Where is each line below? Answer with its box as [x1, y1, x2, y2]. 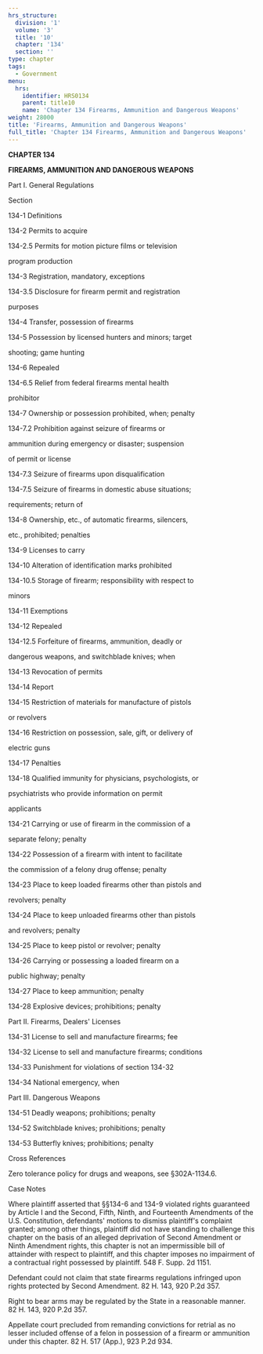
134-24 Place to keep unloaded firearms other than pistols [8, 910, 196, 919]
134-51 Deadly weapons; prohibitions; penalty [8, 1108, 157, 1117]
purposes [8, 301, 39, 311]
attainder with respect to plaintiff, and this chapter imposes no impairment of [8, 1249, 256, 1258]
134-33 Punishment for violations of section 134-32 [8, 1062, 175, 1071]
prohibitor [8, 393, 40, 403]
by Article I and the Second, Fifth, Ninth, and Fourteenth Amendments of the [8, 1207, 254, 1217]
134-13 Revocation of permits [8, 666, 103, 676]
